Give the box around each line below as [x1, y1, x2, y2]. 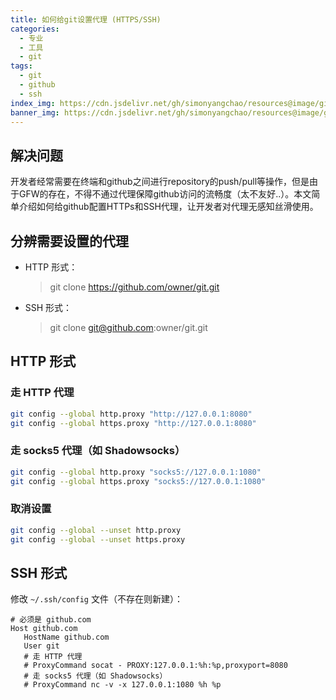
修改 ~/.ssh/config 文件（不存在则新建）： [10, 593, 183, 605]
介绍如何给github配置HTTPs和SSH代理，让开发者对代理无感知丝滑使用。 [18, 201, 319, 213]
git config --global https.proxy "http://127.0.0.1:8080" [10, 418, 257, 428]
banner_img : [10, 107, 60, 118]
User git [23, 641, 60, 651]
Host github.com [10, 624, 78, 634]
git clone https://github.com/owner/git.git [49, 281, 220, 293]
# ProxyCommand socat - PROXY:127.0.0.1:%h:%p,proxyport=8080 [23, 661, 288, 671]
